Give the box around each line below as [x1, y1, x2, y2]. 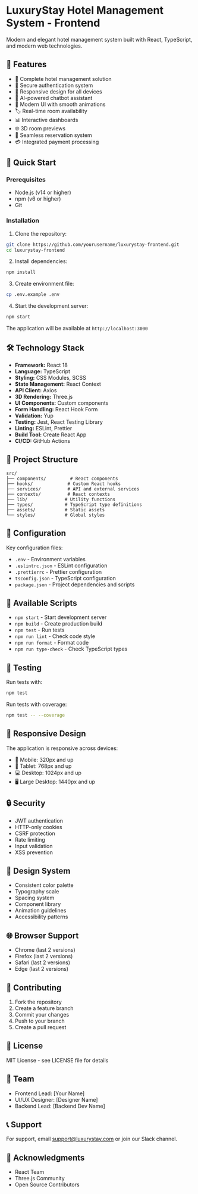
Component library [14, 901, 61, 908]
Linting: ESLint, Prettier [14, 424, 73, 432]
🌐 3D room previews [14, 124, 66, 132]
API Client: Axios [14, 386, 57, 393]
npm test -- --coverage [6, 712, 65, 718]
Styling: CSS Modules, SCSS [14, 374, 86, 381]
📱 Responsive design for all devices [14, 87, 102, 95]
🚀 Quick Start [6, 158, 56, 168]
